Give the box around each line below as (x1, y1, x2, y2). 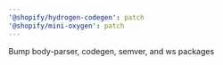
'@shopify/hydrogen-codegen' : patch (8, 12, 145, 22)
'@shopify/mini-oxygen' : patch (8, 21, 125, 30)
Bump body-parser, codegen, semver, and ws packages (8, 45, 215, 56)
